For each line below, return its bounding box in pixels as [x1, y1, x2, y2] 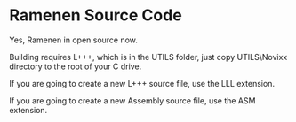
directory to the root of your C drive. [9, 61, 142, 72]
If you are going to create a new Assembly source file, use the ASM [9, 95, 256, 106]
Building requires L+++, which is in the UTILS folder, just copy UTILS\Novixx [9, 51, 288, 62]
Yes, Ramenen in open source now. [9, 34, 138, 45]
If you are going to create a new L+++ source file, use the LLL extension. [9, 78, 276, 88]
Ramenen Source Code [9, 5, 182, 26]
